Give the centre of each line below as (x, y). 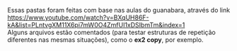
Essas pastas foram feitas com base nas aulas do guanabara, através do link (119, 10)
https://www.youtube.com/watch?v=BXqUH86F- (79, 17)
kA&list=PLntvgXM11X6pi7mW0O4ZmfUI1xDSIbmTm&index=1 (96, 25)
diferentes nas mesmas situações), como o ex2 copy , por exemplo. (105, 40)
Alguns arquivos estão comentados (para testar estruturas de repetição (111, 32)
